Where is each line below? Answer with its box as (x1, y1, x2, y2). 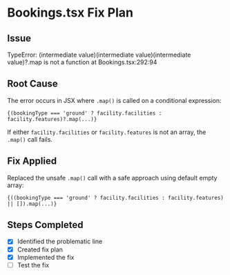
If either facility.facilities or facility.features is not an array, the (7, 128, 207, 136)
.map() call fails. (7, 135, 53, 143)
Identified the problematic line (17, 237, 103, 246)
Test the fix (17, 260, 50, 269)
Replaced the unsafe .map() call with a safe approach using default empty (7, 173, 218, 182)
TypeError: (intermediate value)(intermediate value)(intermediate (7, 50, 191, 59)
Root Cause (7, 78, 59, 90)
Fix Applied (7, 155, 57, 167)
